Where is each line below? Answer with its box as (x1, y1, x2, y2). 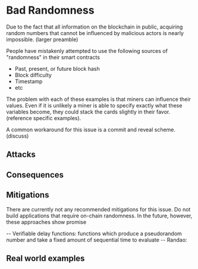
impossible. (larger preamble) (6, 36, 78, 43)
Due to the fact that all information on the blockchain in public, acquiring (6, 23, 183, 30)
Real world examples (6, 253, 85, 263)
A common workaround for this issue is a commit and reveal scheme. (6, 126, 176, 133)
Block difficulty (14, 71, 52, 78)
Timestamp (14, 78, 43, 85)
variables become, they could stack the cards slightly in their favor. (6, 108, 171, 115)
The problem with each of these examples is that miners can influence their (6, 96, 191, 103)
